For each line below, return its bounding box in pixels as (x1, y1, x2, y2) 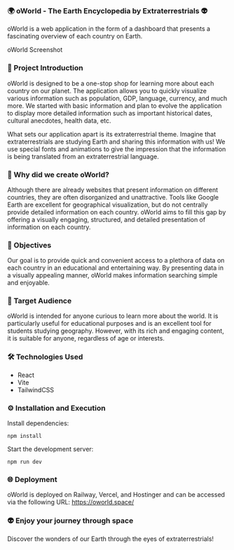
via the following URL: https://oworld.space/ (7, 498, 135, 507)
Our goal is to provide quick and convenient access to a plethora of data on (7, 256, 225, 265)
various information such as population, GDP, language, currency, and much (7, 94, 228, 102)
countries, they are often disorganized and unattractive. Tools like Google (7, 193, 219, 201)
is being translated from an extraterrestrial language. (7, 152, 160, 160)
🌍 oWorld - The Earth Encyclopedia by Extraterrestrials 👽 (7, 6, 208, 15)
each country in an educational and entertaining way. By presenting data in (7, 263, 224, 272)
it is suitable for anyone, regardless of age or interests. (7, 334, 165, 343)
